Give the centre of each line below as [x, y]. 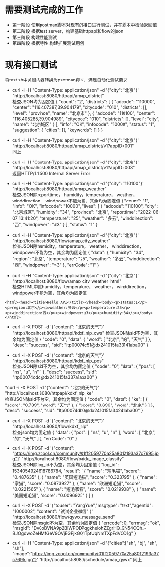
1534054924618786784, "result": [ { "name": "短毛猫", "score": [76, 471]
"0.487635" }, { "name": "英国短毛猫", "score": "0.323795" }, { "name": [84, 477]
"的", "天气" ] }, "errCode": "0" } [45, 438]
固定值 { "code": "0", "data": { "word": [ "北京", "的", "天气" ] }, [88, 339]
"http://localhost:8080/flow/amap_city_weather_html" [67, 281]
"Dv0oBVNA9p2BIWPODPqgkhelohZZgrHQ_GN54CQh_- [89, 528]
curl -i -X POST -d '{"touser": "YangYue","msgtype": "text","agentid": [82, 505]
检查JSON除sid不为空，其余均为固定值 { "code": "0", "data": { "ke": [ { [77, 399]
